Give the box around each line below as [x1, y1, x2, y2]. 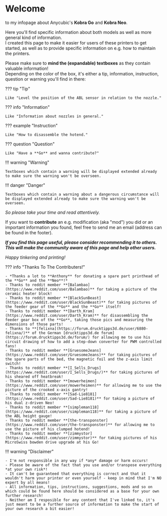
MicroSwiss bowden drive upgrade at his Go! [5, 440, 99, 445]
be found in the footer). [5, 229, 53, 235]
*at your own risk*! [5, 467, 48, 472]
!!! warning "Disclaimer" [5, 448, 54, 455]
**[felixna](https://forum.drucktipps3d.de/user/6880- [31, 326, 149, 331]
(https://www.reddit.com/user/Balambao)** [5, 287, 95, 292]
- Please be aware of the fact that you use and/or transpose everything [5, 463, 162, 468]
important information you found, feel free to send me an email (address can [5, 224, 162, 230]
